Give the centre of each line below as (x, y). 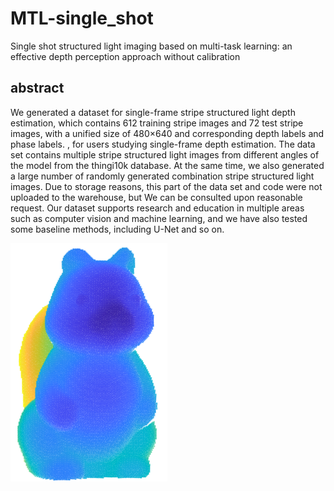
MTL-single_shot (82, 18)
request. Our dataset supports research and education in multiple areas (157, 208)
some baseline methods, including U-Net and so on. (117, 229)
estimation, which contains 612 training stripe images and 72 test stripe (157, 123)
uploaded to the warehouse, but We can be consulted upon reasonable (156, 197)
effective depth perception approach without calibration (125, 56)
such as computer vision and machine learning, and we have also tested (159, 218)
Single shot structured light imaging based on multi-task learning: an (151, 46)
